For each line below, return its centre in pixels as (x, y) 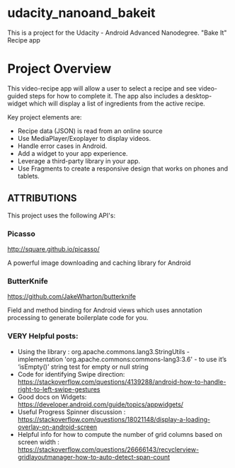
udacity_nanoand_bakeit (81, 13)
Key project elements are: (45, 117)
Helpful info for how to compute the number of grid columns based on (120, 434)
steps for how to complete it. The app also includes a (107, 96)
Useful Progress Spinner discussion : (71, 411)
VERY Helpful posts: (43, 336)
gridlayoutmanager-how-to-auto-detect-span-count (94, 457)
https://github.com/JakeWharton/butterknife (72, 297)
